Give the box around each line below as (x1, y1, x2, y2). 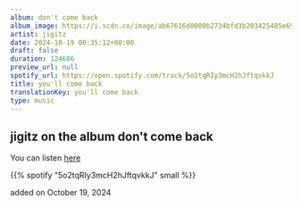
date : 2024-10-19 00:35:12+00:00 (10, 37, 135, 47)
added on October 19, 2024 (10, 187, 112, 198)
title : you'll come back (10, 79, 103, 88)
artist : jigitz (10, 29, 67, 38)
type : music (10, 95, 54, 105)
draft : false (10, 46, 59, 55)
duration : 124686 (10, 54, 75, 63)
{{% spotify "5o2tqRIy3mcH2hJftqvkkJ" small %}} (10, 170, 196, 181)
